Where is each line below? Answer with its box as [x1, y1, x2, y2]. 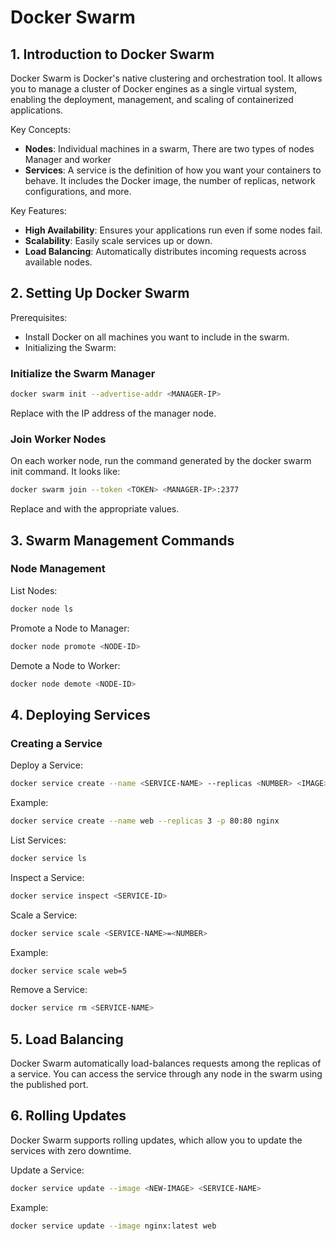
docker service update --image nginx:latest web [10, 1221, 217, 1231]
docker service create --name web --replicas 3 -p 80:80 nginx [10, 816, 280, 826]
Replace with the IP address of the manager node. [10, 407, 217, 419]
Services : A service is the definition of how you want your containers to [24, 164, 322, 176]
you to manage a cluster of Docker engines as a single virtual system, [10, 83, 297, 95]
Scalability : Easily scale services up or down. [24, 235, 213, 246]
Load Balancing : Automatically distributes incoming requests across [24, 246, 307, 257]
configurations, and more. [24, 186, 132, 197]
